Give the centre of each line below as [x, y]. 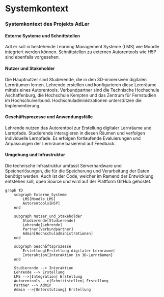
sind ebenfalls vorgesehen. [32, 57]
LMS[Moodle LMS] [39, 199]
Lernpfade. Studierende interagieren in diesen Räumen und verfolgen [75, 133]
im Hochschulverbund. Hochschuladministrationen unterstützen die [73, 100]
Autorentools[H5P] [41, 203]
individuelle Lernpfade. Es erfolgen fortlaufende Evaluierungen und [73, 138]
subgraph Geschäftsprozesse [42, 246]
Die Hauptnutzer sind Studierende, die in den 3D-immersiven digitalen [76, 79]
